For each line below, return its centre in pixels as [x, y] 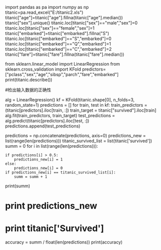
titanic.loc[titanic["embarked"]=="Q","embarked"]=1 [58, 44]
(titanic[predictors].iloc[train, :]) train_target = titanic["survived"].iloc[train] [81, 110]
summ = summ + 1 [31, 177]
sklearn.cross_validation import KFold [43, 69]
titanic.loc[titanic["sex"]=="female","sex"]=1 [50, 28]
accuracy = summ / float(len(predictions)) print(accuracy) [64, 242]
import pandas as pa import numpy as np [47, 7]
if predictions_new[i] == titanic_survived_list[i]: [60, 172]
